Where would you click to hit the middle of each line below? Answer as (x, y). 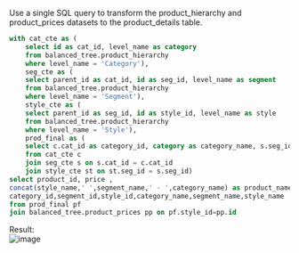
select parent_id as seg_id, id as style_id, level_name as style (151, 113)
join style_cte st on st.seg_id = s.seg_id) (109, 171)
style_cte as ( (53, 105)
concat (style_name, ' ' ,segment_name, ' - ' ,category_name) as (125, 188)
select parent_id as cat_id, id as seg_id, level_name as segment (151, 80)
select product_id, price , (61, 179)
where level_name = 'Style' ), (81, 130)
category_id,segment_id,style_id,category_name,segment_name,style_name (147, 196)
